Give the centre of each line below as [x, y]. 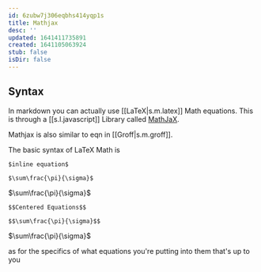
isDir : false [30, 60]
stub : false [28, 52]
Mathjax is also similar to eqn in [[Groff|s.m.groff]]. [91, 134]
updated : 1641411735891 [47, 38]
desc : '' [23, 30]
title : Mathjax [33, 23]
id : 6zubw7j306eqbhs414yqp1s [56, 15]
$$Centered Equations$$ [47, 207]
